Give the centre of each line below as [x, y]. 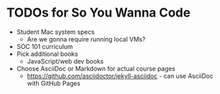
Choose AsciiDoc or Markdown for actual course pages [96, 68]
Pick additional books [47, 54]
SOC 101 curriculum [45, 46]
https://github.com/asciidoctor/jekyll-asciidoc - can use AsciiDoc [120, 76]
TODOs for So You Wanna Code [99, 13]
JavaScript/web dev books [65, 61]
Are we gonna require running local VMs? [86, 39]
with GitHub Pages [53, 83]
